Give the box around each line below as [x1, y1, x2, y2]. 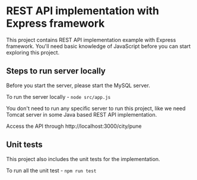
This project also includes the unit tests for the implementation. [6, 155, 160, 162]
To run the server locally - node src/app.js [6, 93, 111, 100]
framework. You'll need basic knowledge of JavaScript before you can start [6, 43, 191, 50]
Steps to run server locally [6, 66, 106, 76]
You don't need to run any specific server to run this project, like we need [6, 105, 186, 112]
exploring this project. [6, 49, 60, 56]
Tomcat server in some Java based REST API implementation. [6, 111, 157, 118]
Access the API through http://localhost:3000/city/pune [6, 123, 142, 130]
